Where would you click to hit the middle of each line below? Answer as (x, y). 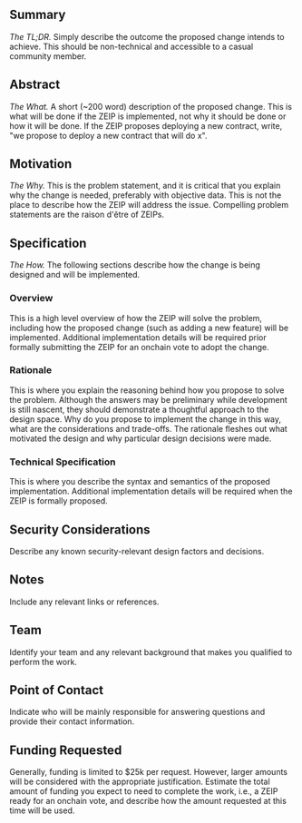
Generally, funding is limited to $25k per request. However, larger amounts (149, 772)
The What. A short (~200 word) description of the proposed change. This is (151, 106)
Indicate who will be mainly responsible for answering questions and (137, 712)
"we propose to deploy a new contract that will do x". (108, 135)
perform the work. (43, 661)
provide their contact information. (72, 721)
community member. (48, 56)
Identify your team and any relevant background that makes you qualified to (151, 652)
